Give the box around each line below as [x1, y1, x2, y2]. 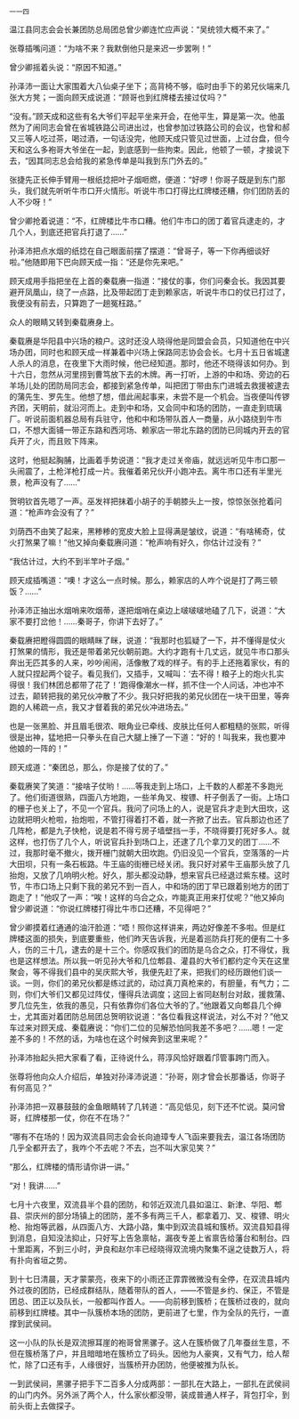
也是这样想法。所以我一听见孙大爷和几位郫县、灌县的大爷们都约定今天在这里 [9, 955, 290, 966]
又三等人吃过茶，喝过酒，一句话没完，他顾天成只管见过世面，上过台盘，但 [9, 134, 282, 143]
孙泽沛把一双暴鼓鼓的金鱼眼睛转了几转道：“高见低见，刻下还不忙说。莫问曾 [9, 1101, 287, 1112]
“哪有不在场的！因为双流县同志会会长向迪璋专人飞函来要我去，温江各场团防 [9, 1131, 287, 1141]
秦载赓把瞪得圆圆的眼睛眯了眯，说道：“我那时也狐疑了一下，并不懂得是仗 [9, 635, 279, 645]
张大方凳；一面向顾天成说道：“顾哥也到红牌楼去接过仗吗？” [9, 92, 227, 102]
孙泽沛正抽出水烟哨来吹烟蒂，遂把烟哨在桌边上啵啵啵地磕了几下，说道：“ [9, 605, 279, 615]
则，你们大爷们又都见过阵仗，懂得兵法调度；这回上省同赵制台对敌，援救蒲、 [9, 989, 290, 999]
